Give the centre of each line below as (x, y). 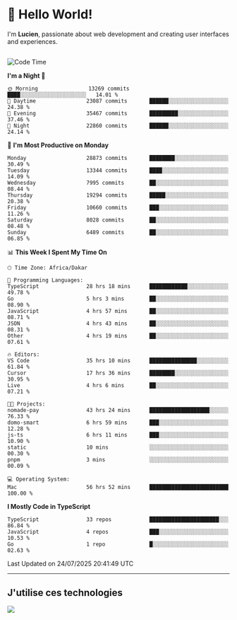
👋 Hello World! (50, 15)
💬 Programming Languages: (45, 280)
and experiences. (32, 41)
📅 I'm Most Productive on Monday (58, 145)
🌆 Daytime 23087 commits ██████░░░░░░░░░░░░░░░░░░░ (118, 101)
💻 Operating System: (39, 480)
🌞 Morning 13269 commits (68, 89)
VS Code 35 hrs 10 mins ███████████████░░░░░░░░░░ (118, 361)
